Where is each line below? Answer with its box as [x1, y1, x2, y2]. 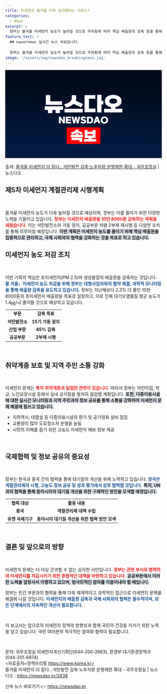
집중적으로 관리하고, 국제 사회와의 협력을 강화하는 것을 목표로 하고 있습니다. [5, 234, 150, 240]
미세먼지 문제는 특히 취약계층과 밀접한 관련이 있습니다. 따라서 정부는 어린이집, [5, 385, 155, 391]
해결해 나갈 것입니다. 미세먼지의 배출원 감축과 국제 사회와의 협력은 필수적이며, [5, 595, 154, 602]
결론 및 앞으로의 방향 [5, 543, 64, 551]
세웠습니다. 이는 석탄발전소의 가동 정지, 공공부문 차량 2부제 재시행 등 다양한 [5, 222, 151, 228]
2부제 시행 [35, 334, 56, 341]
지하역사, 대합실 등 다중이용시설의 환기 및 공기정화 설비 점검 [12, 414, 128, 420]
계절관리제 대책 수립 [57, 508, 96, 514]
